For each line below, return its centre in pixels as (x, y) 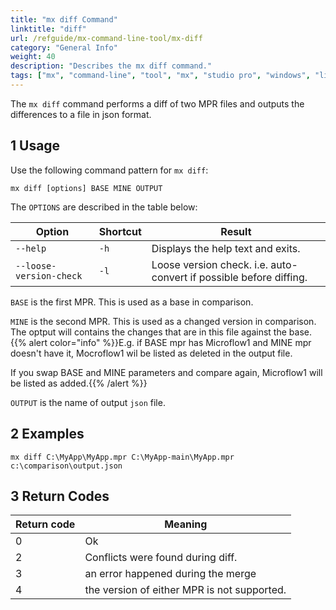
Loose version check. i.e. (210, 264)
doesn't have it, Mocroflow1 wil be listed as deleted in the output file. (151, 353)
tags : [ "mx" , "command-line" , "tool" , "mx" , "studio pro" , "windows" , (160, 76)
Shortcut (120, 231)
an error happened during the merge (170, 574)
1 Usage (35, 146)
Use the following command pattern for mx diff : (109, 170)
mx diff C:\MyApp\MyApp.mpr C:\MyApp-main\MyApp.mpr (122, 457)
